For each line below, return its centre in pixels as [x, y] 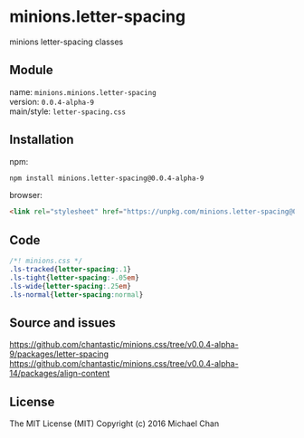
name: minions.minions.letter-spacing [83, 91]
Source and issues [62, 323]
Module [31, 70]
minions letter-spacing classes [66, 42]
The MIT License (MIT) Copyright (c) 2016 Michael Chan [114, 424]
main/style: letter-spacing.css [68, 111]
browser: [26, 195]
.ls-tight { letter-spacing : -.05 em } [75, 278]
